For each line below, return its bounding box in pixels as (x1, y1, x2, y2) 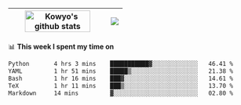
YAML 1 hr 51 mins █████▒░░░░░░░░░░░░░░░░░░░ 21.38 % (8, 67, 234, 75)
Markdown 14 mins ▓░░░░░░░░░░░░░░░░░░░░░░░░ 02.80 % (8, 89, 234, 97)
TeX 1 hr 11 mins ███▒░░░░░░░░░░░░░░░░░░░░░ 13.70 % (8, 81, 234, 89)
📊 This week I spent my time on (8, 42, 115, 51)
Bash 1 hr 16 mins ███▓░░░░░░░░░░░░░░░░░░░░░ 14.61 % (8, 74, 234, 82)
